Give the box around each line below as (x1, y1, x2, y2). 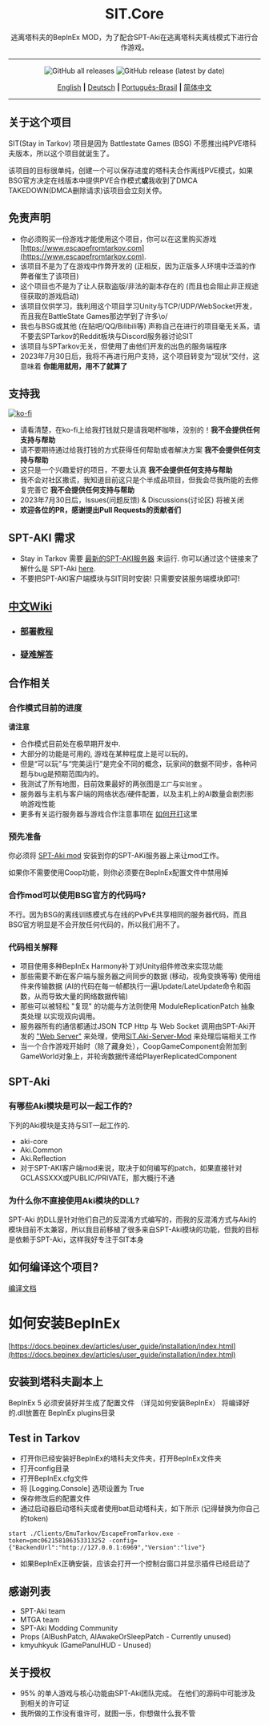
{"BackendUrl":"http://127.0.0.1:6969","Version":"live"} (8, 1544, 206, 1552)
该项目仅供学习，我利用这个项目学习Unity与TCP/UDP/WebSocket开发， (19, 301, 257, 311)
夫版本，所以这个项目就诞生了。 (8, 148, 114, 158)
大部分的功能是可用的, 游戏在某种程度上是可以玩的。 (19, 749, 193, 759)
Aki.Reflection (19, 1153, 66, 1163)
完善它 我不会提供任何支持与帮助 (26, 486, 134, 495)
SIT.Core (105, 5, 164, 23)
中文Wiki (8, 599, 53, 613)
